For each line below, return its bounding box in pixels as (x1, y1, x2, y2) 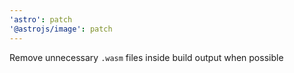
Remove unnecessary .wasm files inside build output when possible (9, 51, 284, 63)
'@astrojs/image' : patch (9, 24, 113, 34)
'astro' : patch (9, 14, 73, 25)
